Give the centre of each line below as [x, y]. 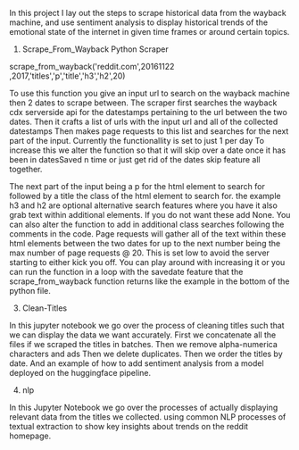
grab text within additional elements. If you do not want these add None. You [150, 215]
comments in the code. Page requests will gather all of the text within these [148, 234]
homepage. [30, 436]
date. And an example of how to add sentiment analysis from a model [137, 363]
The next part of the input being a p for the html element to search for [137, 186]
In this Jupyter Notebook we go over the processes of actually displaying [144, 407]
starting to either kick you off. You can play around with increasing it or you [147, 262]
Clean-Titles [45, 308]
